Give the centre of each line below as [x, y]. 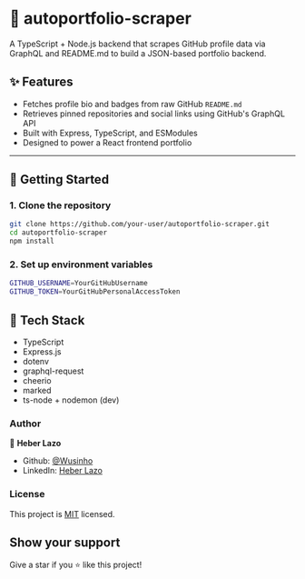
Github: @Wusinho [58, 461]
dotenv [36, 361]
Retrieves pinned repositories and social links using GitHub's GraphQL [154, 114]
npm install [32, 241]
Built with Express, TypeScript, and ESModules [110, 133]
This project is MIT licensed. [62, 514]
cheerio [37, 380]
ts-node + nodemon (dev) [71, 400]
